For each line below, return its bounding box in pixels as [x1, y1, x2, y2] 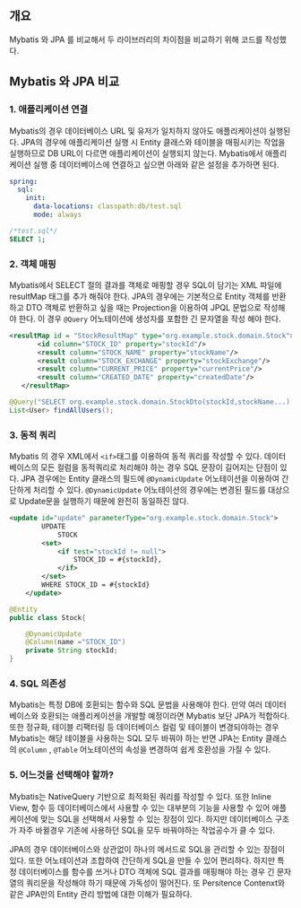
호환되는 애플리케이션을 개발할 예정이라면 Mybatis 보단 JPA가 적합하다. [39, 711, 290, 721]
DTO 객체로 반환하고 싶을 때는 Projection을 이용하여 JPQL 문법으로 [25, 301, 262, 312]
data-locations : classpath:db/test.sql [32, 202, 182, 211]
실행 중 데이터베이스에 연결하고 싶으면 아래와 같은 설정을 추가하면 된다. [32, 159, 279, 170]
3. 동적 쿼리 [9, 429, 56, 441]
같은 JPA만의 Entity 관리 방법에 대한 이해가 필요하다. [9, 888, 193, 899]
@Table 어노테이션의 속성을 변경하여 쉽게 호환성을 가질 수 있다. [53, 744, 271, 755]
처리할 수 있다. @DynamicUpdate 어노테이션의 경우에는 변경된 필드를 [32, 485, 266, 495]
